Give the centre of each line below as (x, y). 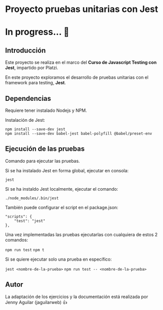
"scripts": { (19, 216)
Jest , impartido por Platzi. (32, 68)
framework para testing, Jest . (36, 83)
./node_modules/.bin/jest (32, 198)
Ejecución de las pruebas (45, 149)
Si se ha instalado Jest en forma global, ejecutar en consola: (67, 170)
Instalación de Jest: (25, 120)
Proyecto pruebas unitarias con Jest (81, 9)
